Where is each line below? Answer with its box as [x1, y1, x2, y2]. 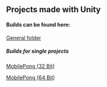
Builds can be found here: [6, 21, 71, 28]
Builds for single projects [6, 48, 69, 55]
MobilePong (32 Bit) [6, 62, 55, 69]
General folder [6, 34, 41, 41]
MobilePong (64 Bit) [6, 73, 55, 81]
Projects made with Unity [6, 5, 101, 15]
